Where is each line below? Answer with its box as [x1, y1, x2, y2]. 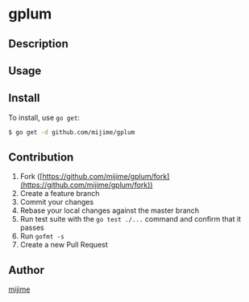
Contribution [8, 150, 74, 165]
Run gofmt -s [19, 231, 64, 241]
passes [19, 222, 44, 233]
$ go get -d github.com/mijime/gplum [8, 128, 135, 137]
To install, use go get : [8, 112, 81, 122]
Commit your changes [19, 198, 94, 207]
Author [8, 263, 44, 277]
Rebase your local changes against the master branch [19, 206, 200, 215]
